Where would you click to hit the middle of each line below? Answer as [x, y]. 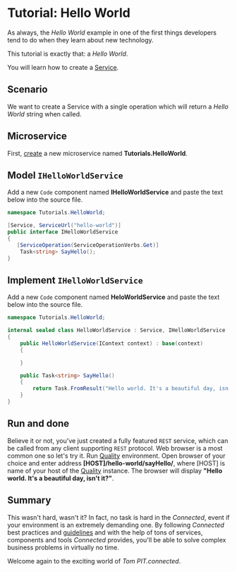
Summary [29, 500]
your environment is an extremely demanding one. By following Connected [116, 525]
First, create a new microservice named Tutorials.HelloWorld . [98, 153]
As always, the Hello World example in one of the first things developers [112, 32]
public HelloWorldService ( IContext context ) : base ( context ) [111, 343]
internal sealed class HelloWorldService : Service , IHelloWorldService [116, 330]
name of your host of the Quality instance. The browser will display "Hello [115, 470]
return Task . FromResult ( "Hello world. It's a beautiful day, [124, 389]
